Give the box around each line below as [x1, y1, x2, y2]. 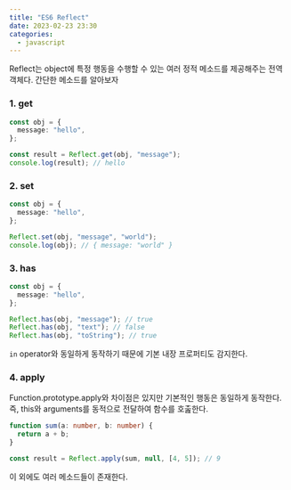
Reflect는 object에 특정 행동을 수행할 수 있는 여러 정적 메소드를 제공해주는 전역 [9, 63, 283, 74]
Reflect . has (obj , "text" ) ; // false [9, 323, 145, 332]
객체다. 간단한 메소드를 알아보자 [9, 75, 119, 86]
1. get [9, 97, 33, 110]
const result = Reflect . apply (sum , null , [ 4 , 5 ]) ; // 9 [9, 454, 221, 463]
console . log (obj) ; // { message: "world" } [9, 241, 174, 249]
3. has [9, 262, 36, 274]
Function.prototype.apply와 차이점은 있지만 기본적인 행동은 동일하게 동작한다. [9, 393, 282, 404]
